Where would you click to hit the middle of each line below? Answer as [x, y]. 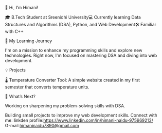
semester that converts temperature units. [47, 87]
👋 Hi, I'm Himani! [22, 8]
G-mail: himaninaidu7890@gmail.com [42, 125]
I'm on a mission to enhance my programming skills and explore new [74, 50]
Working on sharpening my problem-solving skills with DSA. [65, 106]
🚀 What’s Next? [20, 96]
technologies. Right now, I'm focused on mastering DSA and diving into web [81, 55]
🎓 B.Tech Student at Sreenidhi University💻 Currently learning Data [73, 17]
